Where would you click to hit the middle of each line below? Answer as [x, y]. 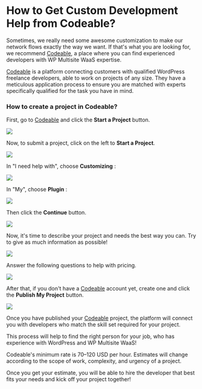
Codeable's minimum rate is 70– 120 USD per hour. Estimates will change [97, 355]
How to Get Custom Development [92, 11]
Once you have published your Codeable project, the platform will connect [99, 318]
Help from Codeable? [61, 23]
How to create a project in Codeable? [62, 106]
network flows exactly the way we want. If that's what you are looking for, [99, 47]
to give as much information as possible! [57, 242]
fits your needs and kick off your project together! [69, 379]
